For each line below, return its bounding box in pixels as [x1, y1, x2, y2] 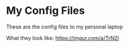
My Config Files [6, 4, 85, 17]
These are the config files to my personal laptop [6, 23, 123, 30]
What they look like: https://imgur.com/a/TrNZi [6, 34, 120, 41]
